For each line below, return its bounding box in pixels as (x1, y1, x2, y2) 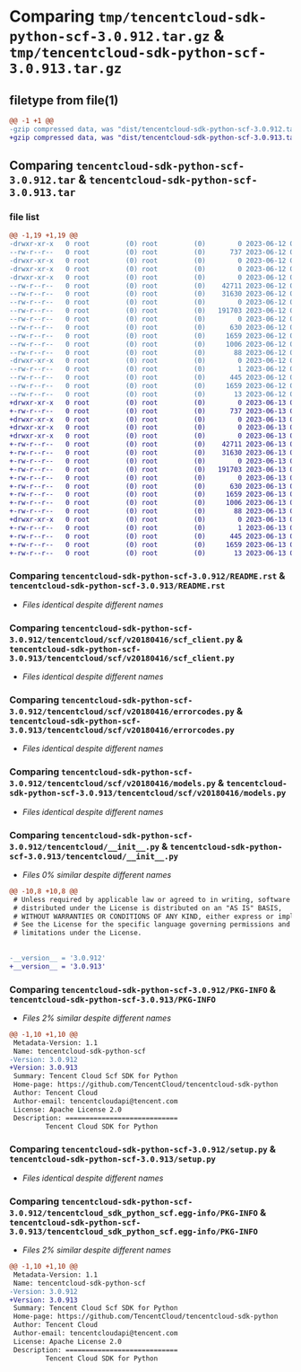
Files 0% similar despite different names (21, 869, 172, 880)
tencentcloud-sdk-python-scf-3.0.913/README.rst (9, 581, 226, 591)
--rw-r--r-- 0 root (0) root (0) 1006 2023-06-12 (9, 340, 287, 349)
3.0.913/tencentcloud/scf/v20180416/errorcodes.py (9, 725, 235, 735)
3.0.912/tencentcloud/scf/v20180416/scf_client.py (9, 634, 235, 644)
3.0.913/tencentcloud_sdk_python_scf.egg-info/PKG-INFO (9, 1226, 258, 1236)
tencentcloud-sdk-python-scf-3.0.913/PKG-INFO (9, 995, 217, 1005)
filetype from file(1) (9, 93, 119, 108)
